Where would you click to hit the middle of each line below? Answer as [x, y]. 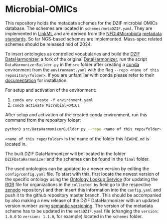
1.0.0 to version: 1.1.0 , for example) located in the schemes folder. [74, 216]
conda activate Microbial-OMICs [46, 105]
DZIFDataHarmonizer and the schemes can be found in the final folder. [78, 159]
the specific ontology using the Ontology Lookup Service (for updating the [82, 179]
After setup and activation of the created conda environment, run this [76, 114]
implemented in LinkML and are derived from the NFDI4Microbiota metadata [83, 33]
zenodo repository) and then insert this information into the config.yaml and [83, 190]
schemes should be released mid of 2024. [49, 44]
